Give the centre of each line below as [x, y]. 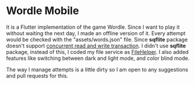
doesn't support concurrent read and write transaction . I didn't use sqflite [96, 46]
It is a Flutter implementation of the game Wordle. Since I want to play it [93, 27]
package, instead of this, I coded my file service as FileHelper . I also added [97, 52]
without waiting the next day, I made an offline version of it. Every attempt [96, 33]
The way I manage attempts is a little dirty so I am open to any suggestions [97, 69]
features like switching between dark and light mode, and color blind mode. [98, 58]
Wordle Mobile [43, 11]
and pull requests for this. [37, 76]
